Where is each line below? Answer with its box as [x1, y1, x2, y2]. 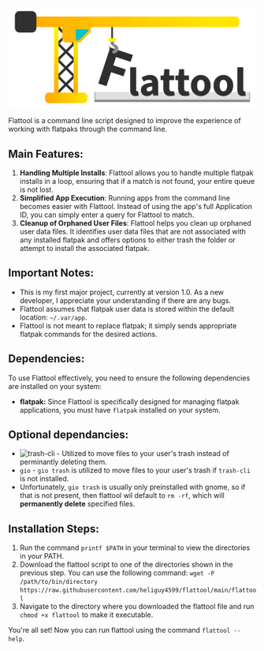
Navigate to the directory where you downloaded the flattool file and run [19, 602, 255, 612]
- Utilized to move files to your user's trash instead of [56, 449, 230, 458]
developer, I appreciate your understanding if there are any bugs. [19, 295, 231, 305]
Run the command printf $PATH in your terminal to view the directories [19, 543, 251, 552]
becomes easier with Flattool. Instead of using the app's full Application [19, 202, 252, 211]
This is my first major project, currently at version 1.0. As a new [19, 287, 225, 297]
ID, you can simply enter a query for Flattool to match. [19, 210, 195, 219]
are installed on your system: [8, 381, 102, 391]
